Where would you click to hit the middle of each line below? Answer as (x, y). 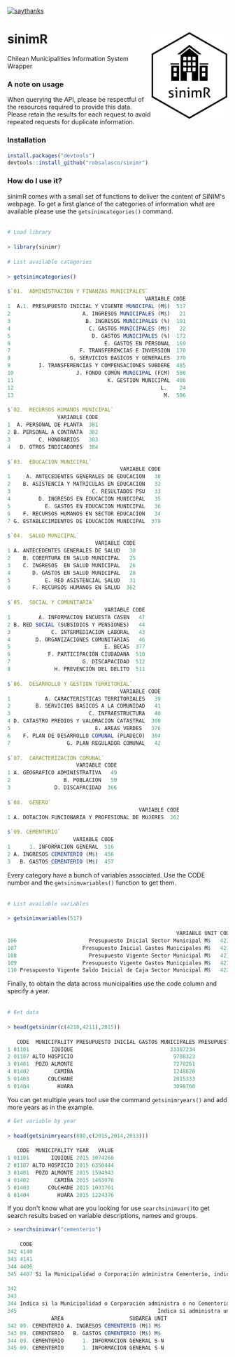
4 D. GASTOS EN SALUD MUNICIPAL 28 (72, 573)
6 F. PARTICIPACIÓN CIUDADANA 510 (76, 654)
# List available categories (50, 262)
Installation (27, 140)
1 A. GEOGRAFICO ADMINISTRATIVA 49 (62, 773)
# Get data (23, 1012)
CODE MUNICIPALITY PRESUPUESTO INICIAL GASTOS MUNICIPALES (106, 1042)
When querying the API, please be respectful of (76, 100)
